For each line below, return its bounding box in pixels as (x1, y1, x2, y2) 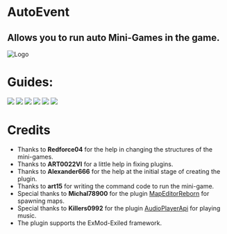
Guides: (7, 74, 53, 90)
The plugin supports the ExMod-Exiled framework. (17, 219, 162, 227)
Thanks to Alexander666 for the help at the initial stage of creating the (17, 167, 221, 175)
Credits (7, 123, 51, 138)
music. (17, 211, 37, 219)
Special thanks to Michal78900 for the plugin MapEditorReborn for (17, 189, 210, 197)
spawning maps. (17, 197, 65, 205)
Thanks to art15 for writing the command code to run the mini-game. (17, 181, 215, 190)
